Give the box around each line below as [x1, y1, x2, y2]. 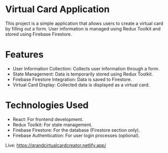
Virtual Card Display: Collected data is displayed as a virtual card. [12, 82, 150, 88]
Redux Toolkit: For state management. [12, 122, 93, 128]
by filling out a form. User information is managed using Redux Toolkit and [5, 25, 161, 31]
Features [5, 49, 44, 60]
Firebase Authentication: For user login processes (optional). [12, 132, 140, 138]
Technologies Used [5, 100, 89, 111]
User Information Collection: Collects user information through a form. [12, 65, 160, 71]
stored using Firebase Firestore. [5, 31, 72, 37]
